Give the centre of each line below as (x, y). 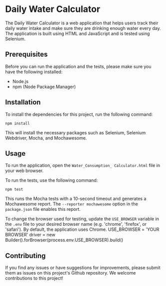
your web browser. (24, 171)
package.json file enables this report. (43, 209)
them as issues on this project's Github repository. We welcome (71, 273)
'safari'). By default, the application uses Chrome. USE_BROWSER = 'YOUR (82, 229)
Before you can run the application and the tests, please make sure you (78, 66)
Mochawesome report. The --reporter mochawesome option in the (72, 204)
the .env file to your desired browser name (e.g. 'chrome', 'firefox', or (76, 224)
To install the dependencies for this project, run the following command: (79, 114)
